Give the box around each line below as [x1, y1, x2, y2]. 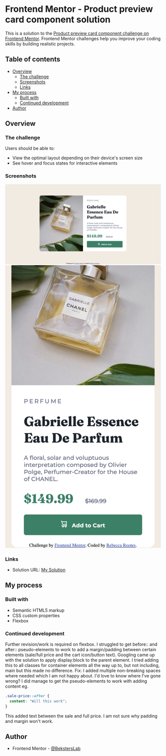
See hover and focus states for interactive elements [12, 160, 118, 166]
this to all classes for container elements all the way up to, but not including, [5, 662, 160, 668]
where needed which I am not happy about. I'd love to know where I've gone [5, 672, 161, 678]
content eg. [5, 683, 29, 689]
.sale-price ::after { [5, 693, 50, 698]
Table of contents [5, 55, 60, 64]
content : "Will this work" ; [9, 699, 68, 704]
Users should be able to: [5, 145, 55, 151]
